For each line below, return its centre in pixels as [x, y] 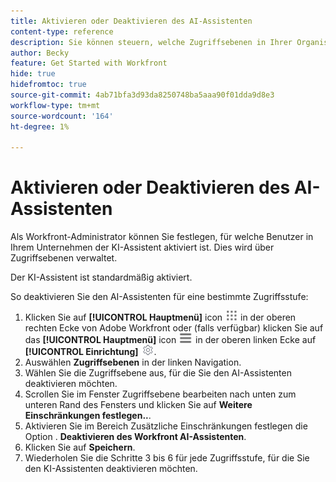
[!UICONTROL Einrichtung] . [90, 352]
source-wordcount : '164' [62, 116]
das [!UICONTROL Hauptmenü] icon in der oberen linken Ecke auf [170, 340]
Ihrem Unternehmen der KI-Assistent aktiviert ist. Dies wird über [142, 247]
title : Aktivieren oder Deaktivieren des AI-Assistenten [131, 21]
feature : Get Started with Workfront [89, 63]
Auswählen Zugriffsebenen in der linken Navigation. [133, 362]
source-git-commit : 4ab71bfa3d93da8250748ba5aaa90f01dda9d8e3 [142, 95]
